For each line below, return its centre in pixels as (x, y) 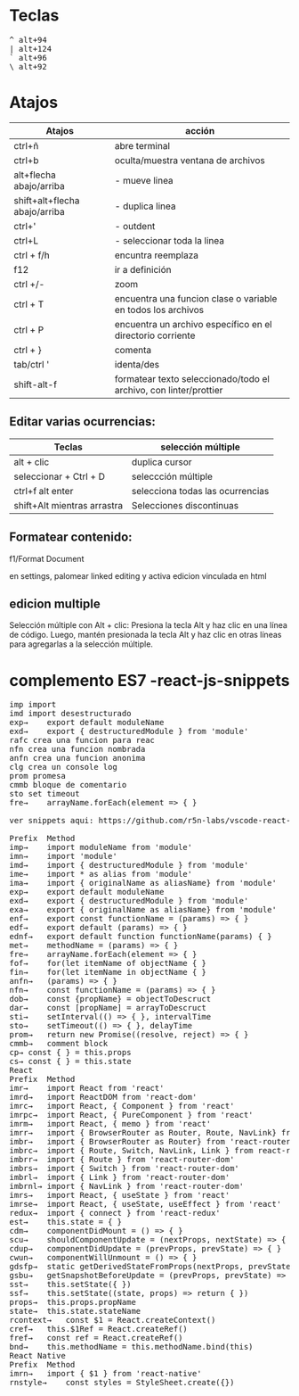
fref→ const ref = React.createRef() (96, 1338)
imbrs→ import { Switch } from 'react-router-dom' (125, 1169)
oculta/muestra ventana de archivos (190, 160)
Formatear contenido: (71, 537)
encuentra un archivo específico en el (194, 324)
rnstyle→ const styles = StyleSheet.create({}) (122, 1383)
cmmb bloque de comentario (68, 785)
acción (200, 130)
